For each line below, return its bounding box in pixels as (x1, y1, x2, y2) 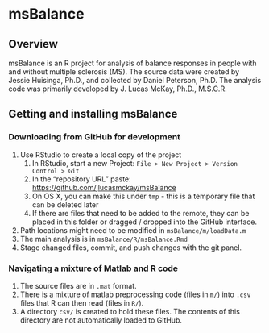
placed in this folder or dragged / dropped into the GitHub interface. (31, 217, 258, 227)
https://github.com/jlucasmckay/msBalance (31, 182, 177, 192)
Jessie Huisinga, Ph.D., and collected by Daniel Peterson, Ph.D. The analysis (8, 76, 262, 85)
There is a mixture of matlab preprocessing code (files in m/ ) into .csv (19, 289, 251, 299)
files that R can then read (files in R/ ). (19, 298, 144, 307)
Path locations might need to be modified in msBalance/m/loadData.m (19, 225, 246, 235)
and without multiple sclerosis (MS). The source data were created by (8, 67, 240, 77)
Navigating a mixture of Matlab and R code (8, 263, 179, 274)
